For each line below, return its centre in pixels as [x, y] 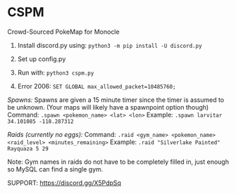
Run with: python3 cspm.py [56, 72]
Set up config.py [42, 59]
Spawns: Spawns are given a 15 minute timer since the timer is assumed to [116, 100]
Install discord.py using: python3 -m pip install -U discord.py [110, 45]
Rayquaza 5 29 [28, 148]
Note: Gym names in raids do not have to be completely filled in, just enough [118, 162]
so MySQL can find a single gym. [55, 169]
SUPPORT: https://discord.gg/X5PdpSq [64, 183]
